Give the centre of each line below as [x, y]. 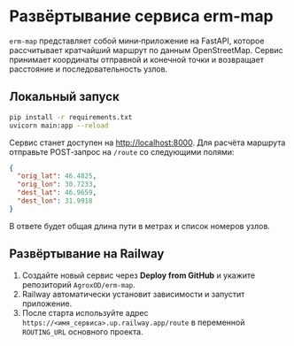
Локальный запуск [64, 97]
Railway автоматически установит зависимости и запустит [133, 294]
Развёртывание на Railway [87, 254]
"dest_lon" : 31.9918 [55, 201]
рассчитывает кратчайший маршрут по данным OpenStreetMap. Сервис [146, 50]
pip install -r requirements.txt [71, 117]
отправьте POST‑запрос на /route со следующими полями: [122, 151]
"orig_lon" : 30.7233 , [57, 185]
